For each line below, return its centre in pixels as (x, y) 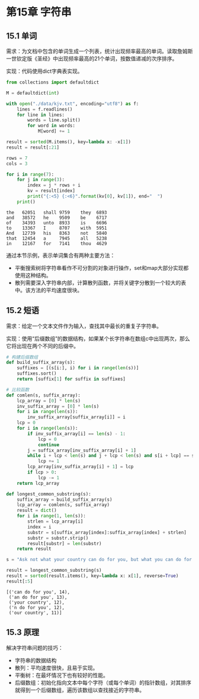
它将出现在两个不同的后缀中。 (42, 346)
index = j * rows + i (54, 185)
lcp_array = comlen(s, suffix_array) (63, 505)
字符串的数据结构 (36, 660)
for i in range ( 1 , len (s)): (51, 516)
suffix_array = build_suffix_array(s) (65, 500)
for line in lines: (41, 115)
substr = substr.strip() (58, 538)
